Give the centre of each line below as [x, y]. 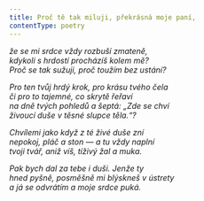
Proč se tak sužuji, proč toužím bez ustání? [88, 70]
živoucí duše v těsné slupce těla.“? [73, 115]
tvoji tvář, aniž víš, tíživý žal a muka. [76, 151]
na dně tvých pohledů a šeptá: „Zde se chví [90, 105]
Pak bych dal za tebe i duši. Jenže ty [77, 168]
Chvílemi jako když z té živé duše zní [77, 132]
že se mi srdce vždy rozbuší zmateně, [78, 50]
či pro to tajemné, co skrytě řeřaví [71, 96]
